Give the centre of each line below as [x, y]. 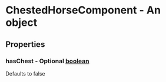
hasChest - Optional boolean [47, 61]
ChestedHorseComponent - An [83, 10]
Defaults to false [25, 73]
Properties [25, 44]
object [21, 23]
